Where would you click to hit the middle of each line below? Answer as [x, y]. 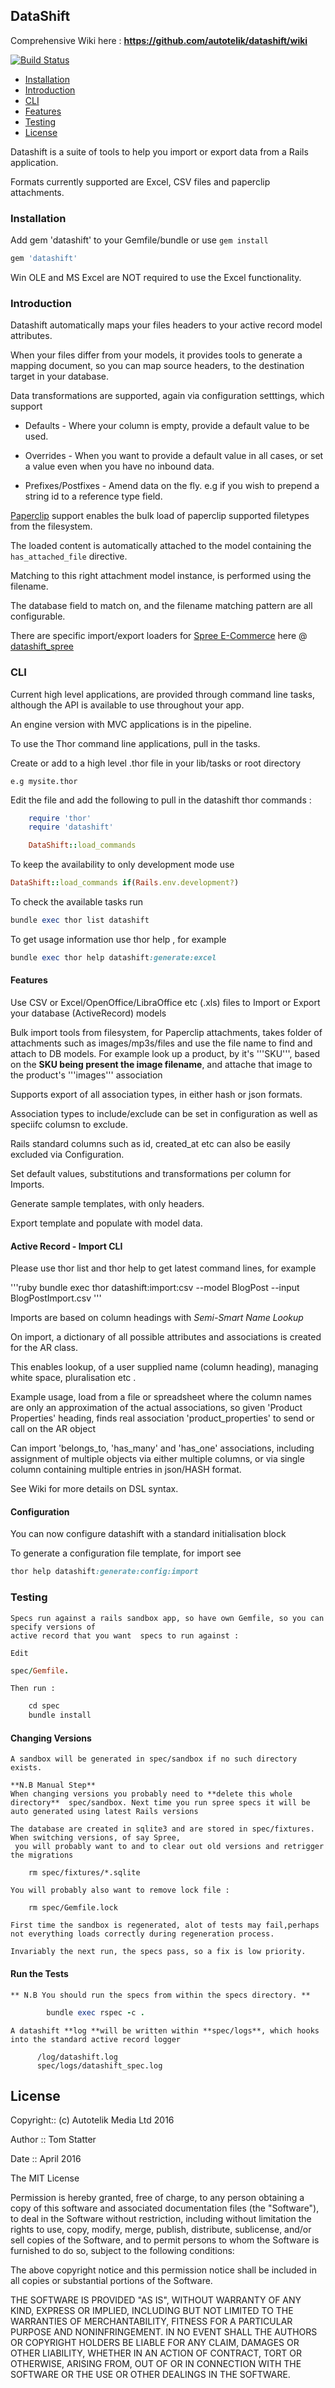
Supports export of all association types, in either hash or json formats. [156, 1095]
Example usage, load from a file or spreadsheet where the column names [161, 1397]
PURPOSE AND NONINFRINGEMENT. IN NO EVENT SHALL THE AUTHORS [164, 2332]
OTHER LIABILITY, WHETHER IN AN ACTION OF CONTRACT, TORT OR [156, 2353]
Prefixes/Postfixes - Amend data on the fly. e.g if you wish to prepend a [172, 486]
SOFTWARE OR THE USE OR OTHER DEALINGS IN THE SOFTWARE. [150, 2375]
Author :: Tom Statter [53, 2140]
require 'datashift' [71, 827]
